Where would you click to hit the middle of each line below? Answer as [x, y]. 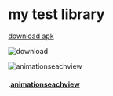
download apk [31, 36]
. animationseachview [44, 84]
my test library [56, 14]
